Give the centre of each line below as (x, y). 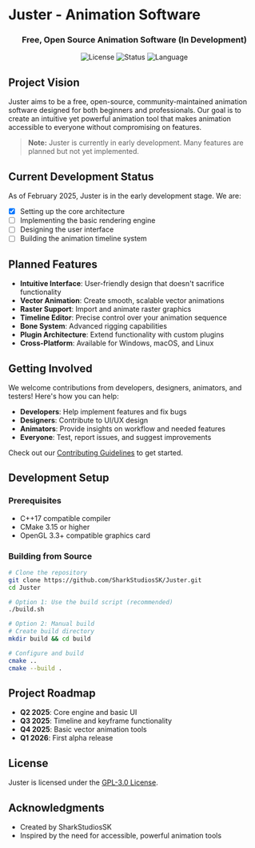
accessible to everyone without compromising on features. (105, 127)
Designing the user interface (67, 229)
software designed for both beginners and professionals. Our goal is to (125, 111)
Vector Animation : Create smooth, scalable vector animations (122, 301)
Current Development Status (81, 177)
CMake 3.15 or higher (55, 527)
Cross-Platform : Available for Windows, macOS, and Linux (117, 343)
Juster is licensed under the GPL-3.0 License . (83, 782)
